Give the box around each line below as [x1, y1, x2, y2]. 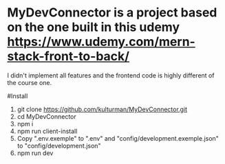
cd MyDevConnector [17, 112, 77, 121]
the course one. [7, 78, 52, 86]
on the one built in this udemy [7, 19, 180, 35]
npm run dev [17, 149, 54, 157]
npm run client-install [17, 127, 78, 135]
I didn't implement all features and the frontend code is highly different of [7, 71, 215, 80]
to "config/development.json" [17, 141, 101, 150]
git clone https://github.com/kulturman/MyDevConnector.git [17, 105, 188, 113]
